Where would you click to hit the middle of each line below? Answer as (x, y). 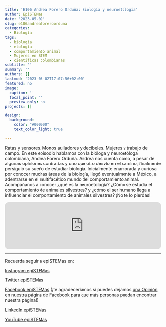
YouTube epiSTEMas (26, 319)
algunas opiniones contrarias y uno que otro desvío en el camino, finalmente (83, 163)
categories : (17, 28)
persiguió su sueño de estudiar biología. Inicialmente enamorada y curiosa (81, 168)
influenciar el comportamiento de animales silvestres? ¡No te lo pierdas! (78, 195)
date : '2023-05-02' (25, 19)
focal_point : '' (26, 97)
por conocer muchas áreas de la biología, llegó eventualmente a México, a (81, 174)
